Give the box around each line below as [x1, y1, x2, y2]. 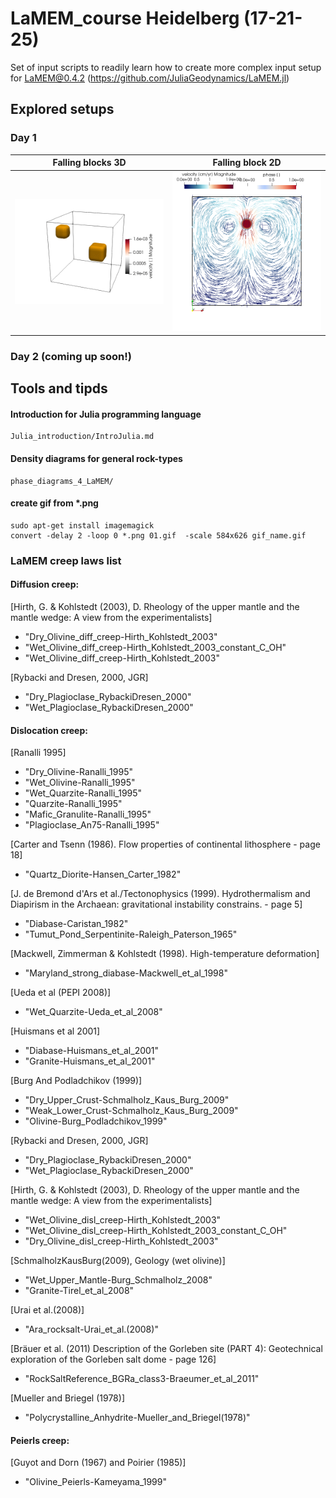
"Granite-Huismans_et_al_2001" [24, 1055, 156, 1067]
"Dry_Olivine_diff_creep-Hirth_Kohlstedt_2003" [24, 630, 218, 642]
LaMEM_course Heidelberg [10, 7, 240, 30]
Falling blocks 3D [52, 157, 127, 169]
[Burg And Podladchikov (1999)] [10, 1075, 143, 1087]
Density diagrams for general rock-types [10, 453, 183, 465]
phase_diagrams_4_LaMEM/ [10, 476, 114, 486]
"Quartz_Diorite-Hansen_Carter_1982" [24, 868, 182, 881]
